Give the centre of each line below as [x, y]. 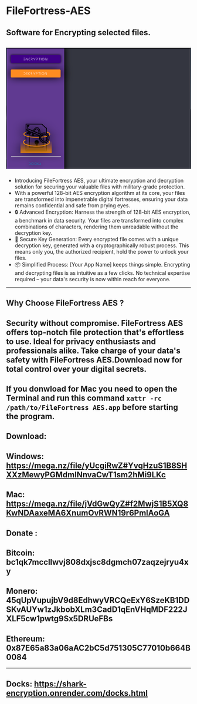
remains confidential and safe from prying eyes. [72, 205]
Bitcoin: [21, 553]
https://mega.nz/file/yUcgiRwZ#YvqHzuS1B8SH [97, 465]
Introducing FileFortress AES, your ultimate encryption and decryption [99, 180]
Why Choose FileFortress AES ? [65, 303]
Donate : [22, 533]
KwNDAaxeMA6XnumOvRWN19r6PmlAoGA [88, 513]
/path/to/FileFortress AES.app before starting [92, 407]
